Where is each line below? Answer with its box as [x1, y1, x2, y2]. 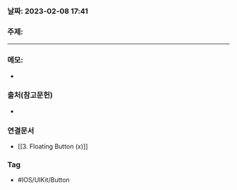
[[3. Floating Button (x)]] [17, 142, 88, 151]
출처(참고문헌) [7, 90, 53, 100]
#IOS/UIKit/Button [17, 176, 71, 184]
